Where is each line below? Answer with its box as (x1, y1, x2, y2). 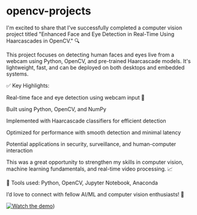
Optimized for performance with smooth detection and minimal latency (6, 129, 181, 136)
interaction (6, 147, 33, 154)
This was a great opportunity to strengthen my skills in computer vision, (6, 158, 184, 166)
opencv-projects (6, 4, 91, 18)
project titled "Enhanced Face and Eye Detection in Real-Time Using (6, 30, 175, 37)
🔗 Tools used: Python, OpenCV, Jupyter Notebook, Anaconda (6, 179, 158, 186)
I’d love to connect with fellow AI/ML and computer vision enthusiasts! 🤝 (6, 190, 184, 198)
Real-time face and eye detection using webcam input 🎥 (6, 94, 145, 101)
